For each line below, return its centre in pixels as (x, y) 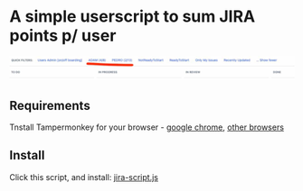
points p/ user (63, 36)
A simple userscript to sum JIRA (133, 17)
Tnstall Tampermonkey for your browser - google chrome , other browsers (147, 127)
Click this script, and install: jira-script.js (84, 177)
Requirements (50, 105)
